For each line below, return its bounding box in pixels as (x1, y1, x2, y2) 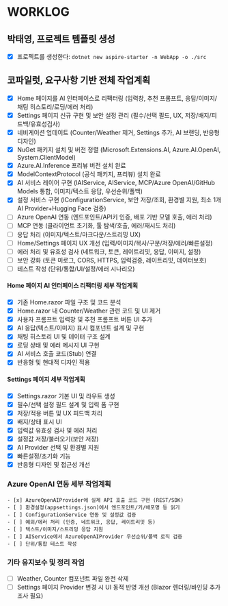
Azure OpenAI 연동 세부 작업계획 (7, 479, 111, 489)
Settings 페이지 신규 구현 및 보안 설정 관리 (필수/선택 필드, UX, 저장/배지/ (16, 111, 212, 119)
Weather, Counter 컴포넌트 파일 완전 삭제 (16, 574, 129, 583)
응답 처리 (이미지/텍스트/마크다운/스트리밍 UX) (16, 230, 141, 239)
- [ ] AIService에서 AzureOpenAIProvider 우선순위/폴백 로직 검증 (7, 533, 183, 540)
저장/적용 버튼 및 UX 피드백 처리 (16, 409, 103, 417)
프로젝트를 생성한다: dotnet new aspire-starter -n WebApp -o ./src (16, 53, 207, 60)
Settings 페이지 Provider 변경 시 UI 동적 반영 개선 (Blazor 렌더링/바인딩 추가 (16, 583, 220, 591)
